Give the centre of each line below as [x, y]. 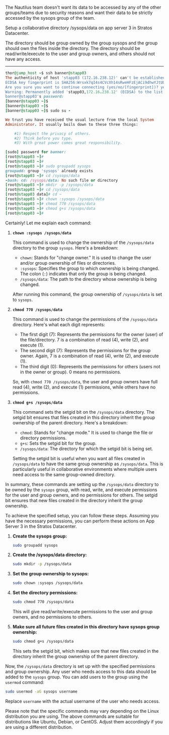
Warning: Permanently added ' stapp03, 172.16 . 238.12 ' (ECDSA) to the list [84, 92]
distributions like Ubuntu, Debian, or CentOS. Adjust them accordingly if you [84, 721]
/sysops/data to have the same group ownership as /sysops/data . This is [88, 464]
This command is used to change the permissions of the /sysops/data [85, 319]
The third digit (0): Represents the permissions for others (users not [90, 366]
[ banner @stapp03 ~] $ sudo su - [38, 111]
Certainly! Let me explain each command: [48, 223]
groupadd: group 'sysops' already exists [49, 171]
